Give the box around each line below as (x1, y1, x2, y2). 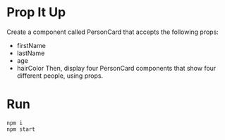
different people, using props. (16, 71, 104, 80)
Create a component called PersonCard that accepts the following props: (6, 28, 219, 36)
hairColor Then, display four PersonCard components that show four (16, 64, 217, 72)
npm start (6, 125, 36, 133)
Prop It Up (6, 4, 66, 21)
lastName (16, 49, 45, 57)
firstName (16, 41, 47, 49)
